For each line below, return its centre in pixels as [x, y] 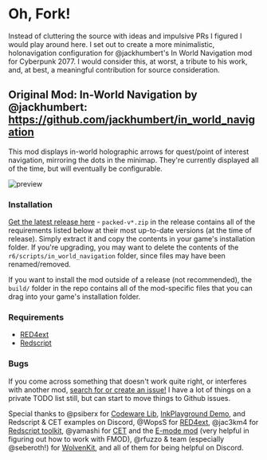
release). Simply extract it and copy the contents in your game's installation [132, 239]
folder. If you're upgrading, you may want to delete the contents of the [124, 247]
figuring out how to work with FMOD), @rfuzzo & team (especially [116, 438]
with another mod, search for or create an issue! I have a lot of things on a [130, 389]
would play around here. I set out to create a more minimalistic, [112, 44]
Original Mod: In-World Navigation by [103, 95]
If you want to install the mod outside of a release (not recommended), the [130, 280]
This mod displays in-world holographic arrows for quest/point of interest [129, 151]
